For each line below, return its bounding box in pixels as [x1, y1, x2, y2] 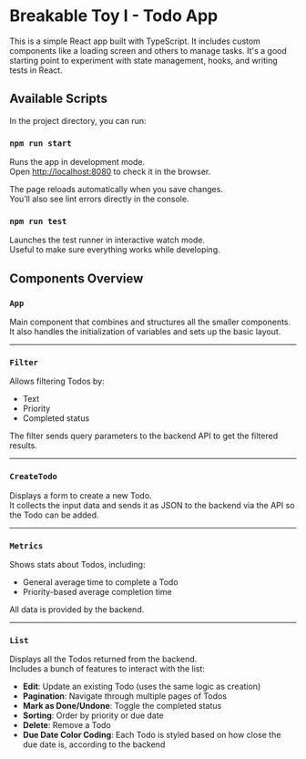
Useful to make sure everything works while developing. [9, 244, 220, 255]
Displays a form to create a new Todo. [9, 489, 152, 501]
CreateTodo [9, 471, 57, 482]
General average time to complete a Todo [22, 576, 179, 588]
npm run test [9, 216, 67, 226]
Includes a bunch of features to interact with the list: [9, 663, 205, 674]
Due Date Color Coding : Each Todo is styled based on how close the [22, 730, 281, 741]
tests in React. [9, 65, 63, 76]
